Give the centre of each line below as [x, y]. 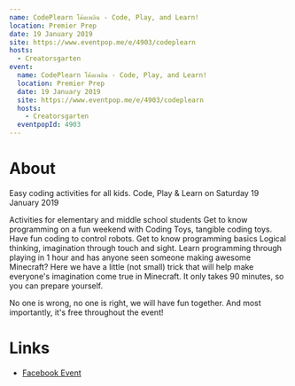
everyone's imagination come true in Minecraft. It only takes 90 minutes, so [147, 276]
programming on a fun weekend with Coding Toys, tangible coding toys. [141, 229]
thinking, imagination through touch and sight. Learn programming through [145, 248]
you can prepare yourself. [56, 286]
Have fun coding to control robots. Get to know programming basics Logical [147, 238]
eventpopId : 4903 [49, 125]
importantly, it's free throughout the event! [86, 312]
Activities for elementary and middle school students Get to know [128, 219]
